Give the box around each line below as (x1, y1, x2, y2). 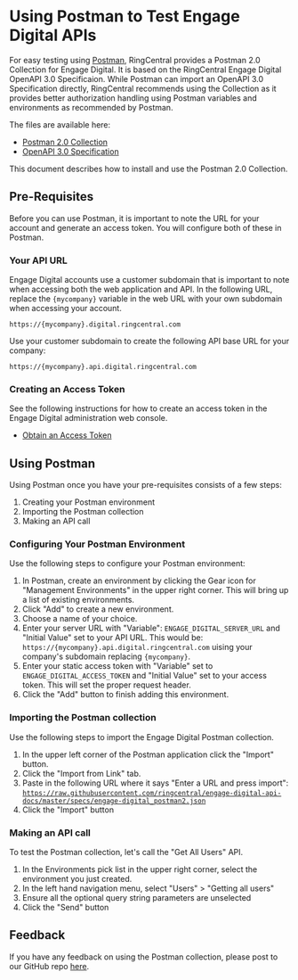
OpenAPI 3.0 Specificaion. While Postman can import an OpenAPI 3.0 (9, 73, 264, 84)
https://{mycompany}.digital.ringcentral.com (9, 320, 181, 329)
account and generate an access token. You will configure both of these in (9, 222, 282, 233)
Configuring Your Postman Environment (9, 538, 185, 550)
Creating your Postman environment (21, 497, 156, 507)
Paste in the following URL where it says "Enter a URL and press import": (21, 778, 289, 788)
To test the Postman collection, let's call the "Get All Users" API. (9, 847, 244, 858)
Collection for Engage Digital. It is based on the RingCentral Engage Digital (9, 64, 282, 75)
